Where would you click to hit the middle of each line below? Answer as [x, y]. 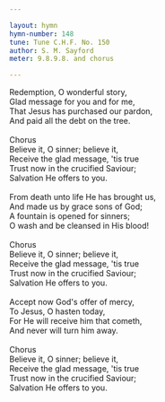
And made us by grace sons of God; [76, 206]
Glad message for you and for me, [73, 102]
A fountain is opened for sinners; [69, 216]
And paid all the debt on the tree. [70, 121]
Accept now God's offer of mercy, [72, 302]
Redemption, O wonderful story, [68, 92]
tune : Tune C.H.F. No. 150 [60, 42]
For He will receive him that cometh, [76, 321]
